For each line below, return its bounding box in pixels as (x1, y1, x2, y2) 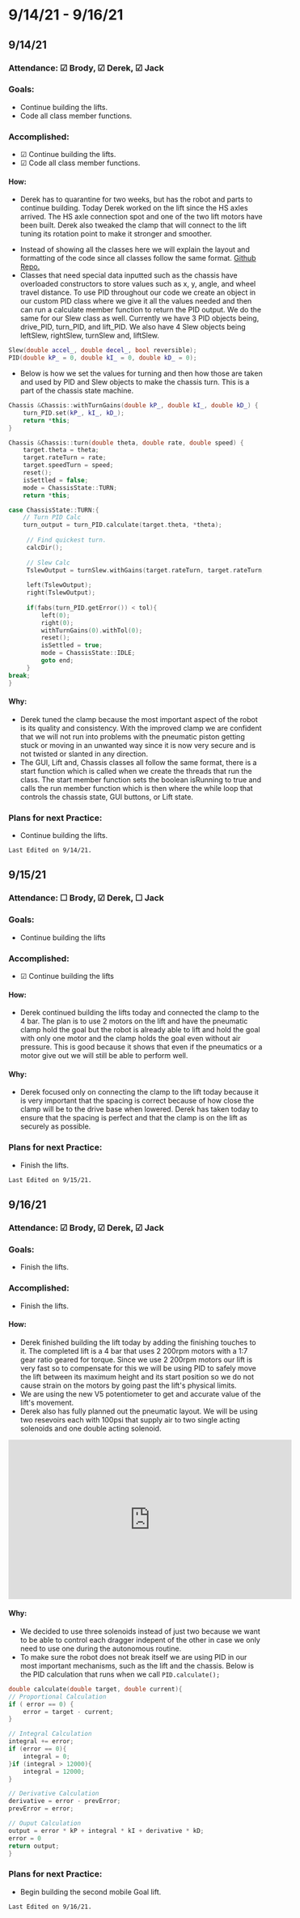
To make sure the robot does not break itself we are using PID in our (19, 1652, 247, 1661)
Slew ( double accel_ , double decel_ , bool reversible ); (8, 347, 197, 355)
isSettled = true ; (40, 641, 104, 649)
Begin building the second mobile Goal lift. (19, 1886, 162, 1896)
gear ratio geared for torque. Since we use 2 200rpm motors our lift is (19, 1355, 253, 1364)
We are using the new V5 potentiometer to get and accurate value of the (19, 1389, 261, 1398)
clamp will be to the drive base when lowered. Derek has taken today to (19, 1104, 259, 1114)
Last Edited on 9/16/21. (8, 1903, 92, 1911)
